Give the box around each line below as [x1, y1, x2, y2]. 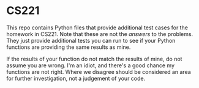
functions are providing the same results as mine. [6, 43, 131, 51]
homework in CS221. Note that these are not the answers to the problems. [6, 30, 193, 37]
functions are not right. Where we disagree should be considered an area [6, 68, 191, 75]
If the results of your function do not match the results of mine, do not [6, 55, 182, 62]
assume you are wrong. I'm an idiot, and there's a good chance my [6, 62, 175, 69]
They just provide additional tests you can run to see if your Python [6, 37, 176, 44]
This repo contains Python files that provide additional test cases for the [6, 24, 189, 31]
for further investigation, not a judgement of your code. [6, 75, 146, 82]
